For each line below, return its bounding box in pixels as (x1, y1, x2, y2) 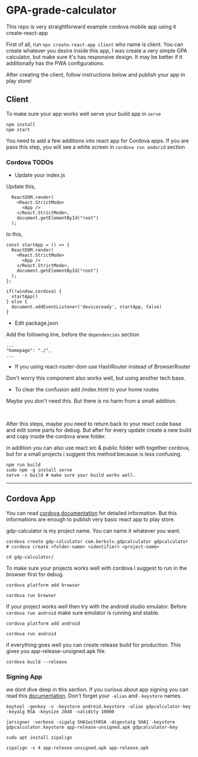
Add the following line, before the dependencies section (6, 331, 140, 338)
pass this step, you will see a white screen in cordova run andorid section (6, 143, 186, 151)
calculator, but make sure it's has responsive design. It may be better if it (6, 53, 183, 60)
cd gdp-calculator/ (6, 554, 54, 560)
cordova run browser (6, 592, 57, 598)
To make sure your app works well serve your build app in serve (6, 110, 161, 117)
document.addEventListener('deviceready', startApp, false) (11, 304, 162, 310)
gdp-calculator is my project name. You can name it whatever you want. (6, 527, 181, 534)
